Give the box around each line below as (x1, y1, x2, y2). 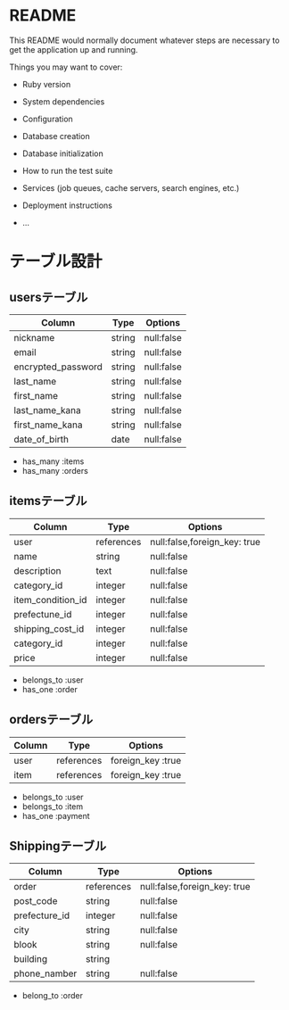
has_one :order (21, 683, 78, 694)
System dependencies (21, 95, 105, 107)
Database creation (21, 130, 91, 141)
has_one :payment (21, 810, 91, 821)
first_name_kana (13, 418, 83, 431)
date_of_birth (13, 433, 70, 445)
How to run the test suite (21, 165, 113, 176)
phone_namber (13, 967, 78, 980)
